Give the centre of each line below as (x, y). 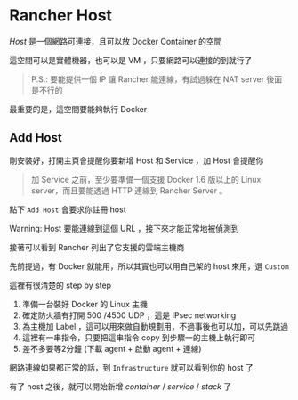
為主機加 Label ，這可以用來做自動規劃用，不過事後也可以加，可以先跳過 (155, 326)
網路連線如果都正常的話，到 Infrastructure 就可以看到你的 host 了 (131, 367)
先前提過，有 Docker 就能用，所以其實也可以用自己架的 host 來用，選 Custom (149, 266)
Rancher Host (61, 16)
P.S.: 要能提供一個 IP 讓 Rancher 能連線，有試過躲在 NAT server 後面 (157, 79)
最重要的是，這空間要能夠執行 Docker (78, 109)
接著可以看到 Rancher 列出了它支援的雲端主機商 (97, 247)
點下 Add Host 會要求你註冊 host (68, 209)
